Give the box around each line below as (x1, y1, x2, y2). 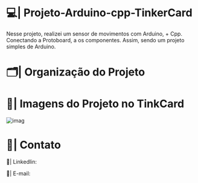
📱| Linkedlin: (6, 158, 37, 165)
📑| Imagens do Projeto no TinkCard (6, 97, 185, 111)
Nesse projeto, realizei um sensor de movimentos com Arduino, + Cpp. (6, 30, 183, 37)
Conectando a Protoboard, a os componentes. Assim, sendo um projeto (6, 36, 185, 43)
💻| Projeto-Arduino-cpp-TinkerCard (6, 6, 193, 20)
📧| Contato (6, 138, 62, 152)
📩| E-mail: (6, 170, 31, 177)
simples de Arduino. (6, 43, 56, 50)
